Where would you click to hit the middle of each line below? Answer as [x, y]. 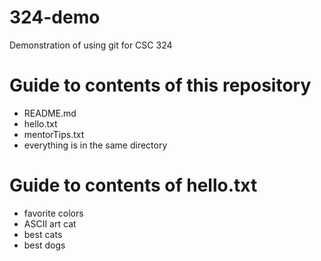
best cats [43, 234]
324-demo [55, 17]
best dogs [44, 245]
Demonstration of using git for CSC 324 [91, 45]
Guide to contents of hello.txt [133, 185]
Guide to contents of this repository [160, 85]
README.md [50, 113]
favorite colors [53, 213]
